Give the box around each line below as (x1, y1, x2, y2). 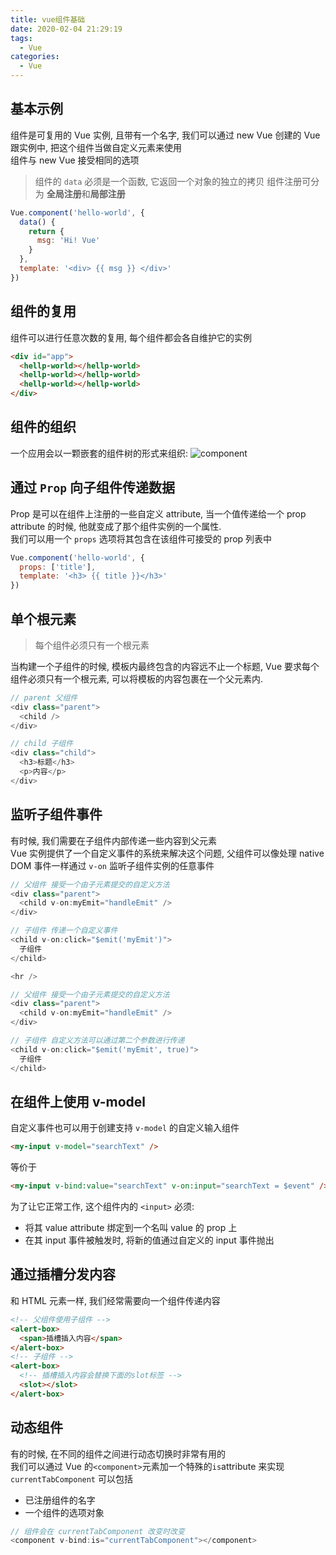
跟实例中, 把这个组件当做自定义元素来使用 (10, 141, 182, 153)
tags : (10, 33, 33, 43)
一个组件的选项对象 (24, 1506, 105, 1518)
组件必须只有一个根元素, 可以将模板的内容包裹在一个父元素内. (10, 672, 264, 685)
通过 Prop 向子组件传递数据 (10, 479, 175, 496)
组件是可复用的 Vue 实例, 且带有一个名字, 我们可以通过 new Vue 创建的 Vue (10, 129, 321, 141)
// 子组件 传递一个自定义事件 (10, 926, 118, 936)
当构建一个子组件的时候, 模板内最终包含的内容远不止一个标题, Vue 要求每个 (10, 660, 320, 672)
